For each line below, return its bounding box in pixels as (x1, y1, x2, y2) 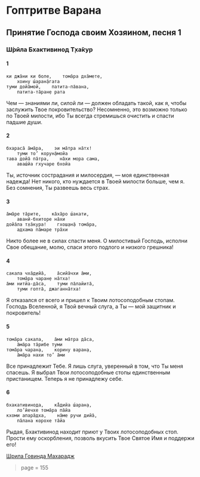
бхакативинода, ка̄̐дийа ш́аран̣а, (6, 402, 93, 408)
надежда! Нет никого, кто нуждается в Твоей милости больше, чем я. (6, 177, 185, 185)
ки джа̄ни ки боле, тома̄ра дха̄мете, (6, 73, 103, 79)
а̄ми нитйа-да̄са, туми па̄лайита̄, (6, 281, 95, 287)
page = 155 (20, 464, 49, 471)
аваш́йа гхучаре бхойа (17, 161, 70, 167)
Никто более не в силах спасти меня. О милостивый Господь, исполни (6, 237, 188, 245)
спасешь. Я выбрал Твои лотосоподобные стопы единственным (6, 368, 171, 376)
